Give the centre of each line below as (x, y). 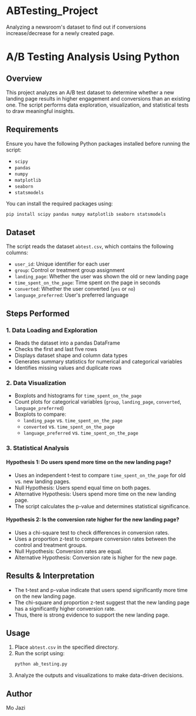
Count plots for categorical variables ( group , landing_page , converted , (98, 402)
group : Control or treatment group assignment (69, 270)
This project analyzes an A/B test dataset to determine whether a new (90, 92)
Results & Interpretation (50, 576)
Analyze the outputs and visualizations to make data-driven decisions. (99, 675)
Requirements (32, 130)
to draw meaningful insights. (40, 111)
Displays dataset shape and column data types (71, 356)
